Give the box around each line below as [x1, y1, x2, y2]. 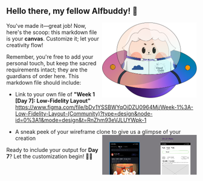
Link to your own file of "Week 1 [14, 90, 95, 97]
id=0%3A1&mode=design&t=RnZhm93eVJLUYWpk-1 [14, 116, 147, 123]
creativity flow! [6, 41, 43, 48]
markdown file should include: [6, 79, 82, 86]
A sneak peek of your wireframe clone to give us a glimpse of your [14, 128, 181, 135]
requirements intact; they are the [6, 66, 88, 73]
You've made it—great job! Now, [6, 22, 86, 29]
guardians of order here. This [6, 72, 79, 79]
